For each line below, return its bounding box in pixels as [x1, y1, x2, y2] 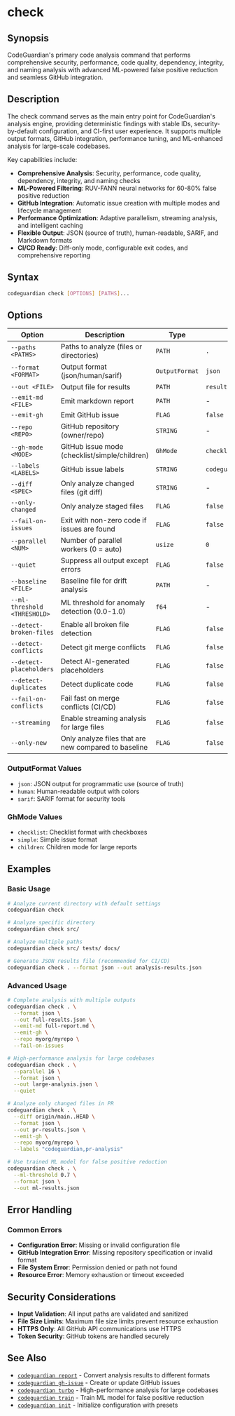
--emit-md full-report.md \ [13, 1023, 96, 1030]
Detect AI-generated [60, 656, 129, 666]
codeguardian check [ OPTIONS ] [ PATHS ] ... [7, 290, 130, 297]
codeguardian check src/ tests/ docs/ [7, 945, 120, 952]
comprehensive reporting [17, 250, 91, 259]
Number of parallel [60, 536, 122, 546]
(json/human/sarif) [60, 371, 122, 381]
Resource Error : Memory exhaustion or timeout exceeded [17, 1271, 185, 1279]
